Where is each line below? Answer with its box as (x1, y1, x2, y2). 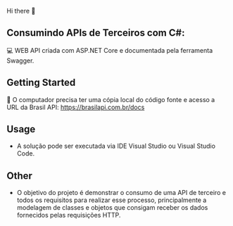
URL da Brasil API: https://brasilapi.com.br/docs (6, 103, 145, 111)
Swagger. (6, 56, 34, 65)
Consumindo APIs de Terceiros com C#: (6, 27, 185, 39)
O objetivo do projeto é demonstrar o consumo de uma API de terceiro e (16, 189, 227, 197)
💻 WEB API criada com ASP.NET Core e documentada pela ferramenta (6, 46, 213, 54)
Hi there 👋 (6, 7, 36, 15)
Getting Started (6, 77, 76, 89)
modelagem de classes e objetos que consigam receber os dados (16, 203, 208, 212)
